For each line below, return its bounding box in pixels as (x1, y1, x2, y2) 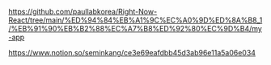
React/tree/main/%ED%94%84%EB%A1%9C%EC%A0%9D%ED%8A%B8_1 (8, 15, 263, 25)
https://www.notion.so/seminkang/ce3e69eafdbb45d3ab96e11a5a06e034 (8, 48, 256, 57)
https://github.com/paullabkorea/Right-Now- (8, 7, 158, 16)
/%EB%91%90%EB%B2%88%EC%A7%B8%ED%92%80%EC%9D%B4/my (8, 24, 263, 33)
